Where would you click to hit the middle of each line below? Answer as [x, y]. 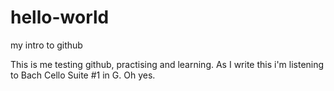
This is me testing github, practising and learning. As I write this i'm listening [167, 64]
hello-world [60, 17]
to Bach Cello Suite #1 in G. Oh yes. [83, 75]
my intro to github [46, 45]
